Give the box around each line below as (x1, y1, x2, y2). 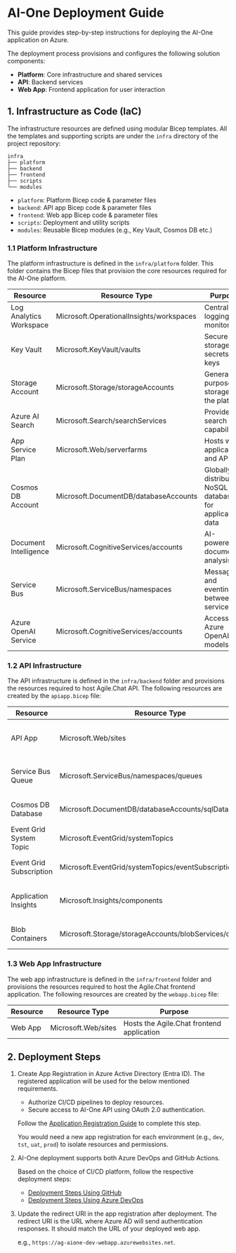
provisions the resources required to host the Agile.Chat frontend (7, 982, 195, 991)
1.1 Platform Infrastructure (7, 243, 98, 253)
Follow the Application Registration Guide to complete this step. (17, 1119, 202, 1128)
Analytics (11, 311, 42, 321)
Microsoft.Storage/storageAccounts (55, 383, 174, 393)
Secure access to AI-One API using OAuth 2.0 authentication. (27, 1106, 206, 1114)
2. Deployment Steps (7, 1051, 101, 1063)
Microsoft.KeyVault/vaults (55, 345, 141, 355)
